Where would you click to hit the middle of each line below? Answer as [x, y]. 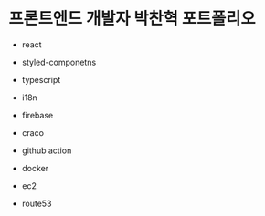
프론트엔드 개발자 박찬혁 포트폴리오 [132, 19]
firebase [37, 115]
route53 [37, 203]
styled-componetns [59, 62]
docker [35, 168]
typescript [41, 79]
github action [47, 150]
